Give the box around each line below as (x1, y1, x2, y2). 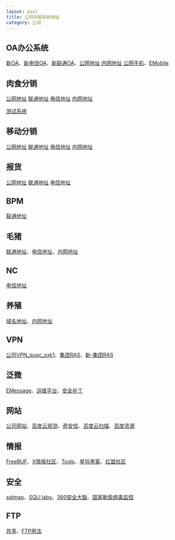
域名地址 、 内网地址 (6, 317, 53, 324)
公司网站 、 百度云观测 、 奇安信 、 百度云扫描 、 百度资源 (6, 422, 135, 429)
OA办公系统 (6, 42, 49, 53)
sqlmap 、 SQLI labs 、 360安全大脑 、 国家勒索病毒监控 (6, 494, 134, 501)
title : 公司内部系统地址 (6, 14, 60, 20)
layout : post (6, 8, 38, 15)
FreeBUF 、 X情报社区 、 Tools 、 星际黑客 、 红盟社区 (6, 458, 126, 465)
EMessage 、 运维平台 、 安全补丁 (6, 386, 83, 394)
